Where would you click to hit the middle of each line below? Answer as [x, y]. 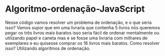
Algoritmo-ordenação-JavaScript [75, 9]
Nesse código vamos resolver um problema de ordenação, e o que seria [78, 22]
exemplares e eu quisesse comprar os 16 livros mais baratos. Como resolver [82, 43]
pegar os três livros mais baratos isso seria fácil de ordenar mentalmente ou [82, 33]
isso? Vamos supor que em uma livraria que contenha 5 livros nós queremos [82, 27]
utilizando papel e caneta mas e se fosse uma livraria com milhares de [76, 38]
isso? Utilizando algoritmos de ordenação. [48, 48]
